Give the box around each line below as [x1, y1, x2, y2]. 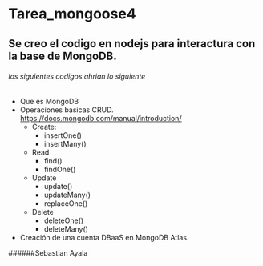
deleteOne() [43, 216, 84, 225]
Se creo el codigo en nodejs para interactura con [8, 37, 256, 50]
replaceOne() [43, 198, 88, 208]
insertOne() [43, 130, 83, 140]
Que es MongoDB [19, 96, 79, 106]
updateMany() [43, 190, 91, 199]
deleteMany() [43, 224, 88, 233]
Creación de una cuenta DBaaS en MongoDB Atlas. [19, 232, 189, 242]
